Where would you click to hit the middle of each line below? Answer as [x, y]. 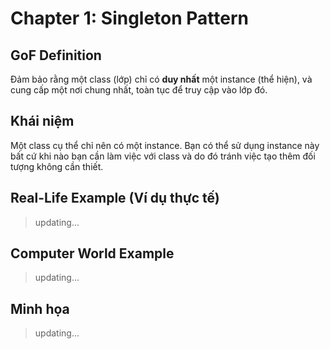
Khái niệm [42, 121]
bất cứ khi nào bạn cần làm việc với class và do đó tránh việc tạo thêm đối [163, 156]
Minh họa [40, 308]
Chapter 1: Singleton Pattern [130, 18]
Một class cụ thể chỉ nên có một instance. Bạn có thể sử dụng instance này [165, 145]
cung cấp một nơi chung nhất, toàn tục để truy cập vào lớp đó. [139, 90]
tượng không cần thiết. [57, 166]
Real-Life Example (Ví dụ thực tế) [115, 198]
